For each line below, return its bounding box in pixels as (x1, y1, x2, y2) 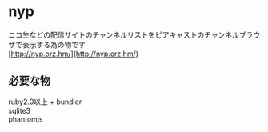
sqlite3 (8, 106, 30, 115)
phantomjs (8, 114, 43, 124)
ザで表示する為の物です (8, 39, 86, 50)
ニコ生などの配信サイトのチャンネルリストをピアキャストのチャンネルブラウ (8, 30, 261, 39)
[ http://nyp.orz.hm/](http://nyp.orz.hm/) (8, 49, 138, 58)
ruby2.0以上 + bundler (8, 97, 82, 106)
